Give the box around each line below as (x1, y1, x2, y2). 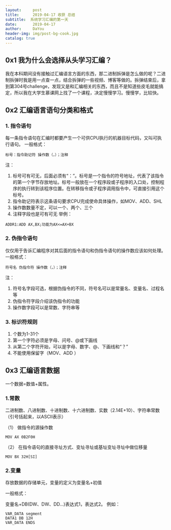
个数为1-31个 (12, 330, 40, 337)
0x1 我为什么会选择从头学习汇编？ (5, 56, 112, 65)
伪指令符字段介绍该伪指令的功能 (12, 298, 80, 304)
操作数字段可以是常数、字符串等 (12, 304, 80, 311)
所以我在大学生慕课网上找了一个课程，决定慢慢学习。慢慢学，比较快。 (14, 90, 161, 96)
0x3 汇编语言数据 (5, 366, 60, 375)
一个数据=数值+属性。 (5, 380, 52, 387)
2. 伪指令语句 (5, 235, 38, 242)
